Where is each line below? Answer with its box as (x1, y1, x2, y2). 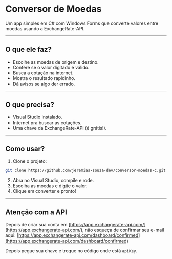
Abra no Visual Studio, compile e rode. (12, 177, 94, 184)
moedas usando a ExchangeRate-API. (5, 25, 85, 31)
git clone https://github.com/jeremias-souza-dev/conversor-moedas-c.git (5, 168, 166, 173)
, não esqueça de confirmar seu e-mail (82, 227, 164, 233)
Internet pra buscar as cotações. (12, 119, 82, 126)
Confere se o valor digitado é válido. (12, 64, 90, 70)
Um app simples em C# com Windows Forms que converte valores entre (5, 20, 159, 26)
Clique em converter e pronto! (12, 188, 76, 194)
